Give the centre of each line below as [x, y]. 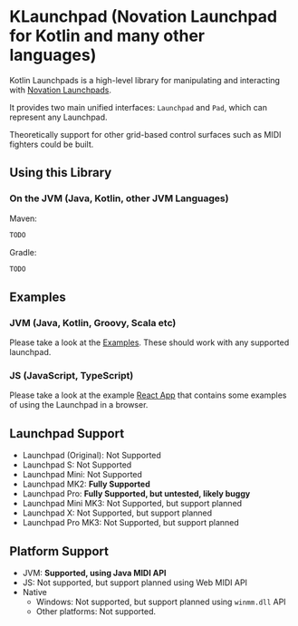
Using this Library [61, 173]
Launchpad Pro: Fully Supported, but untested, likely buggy [136, 494]
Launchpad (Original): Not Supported [91, 456]
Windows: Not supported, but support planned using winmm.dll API [161, 602]
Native [34, 592]
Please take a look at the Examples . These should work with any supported [149, 342]
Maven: [24, 218]
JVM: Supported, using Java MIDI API [94, 573]
